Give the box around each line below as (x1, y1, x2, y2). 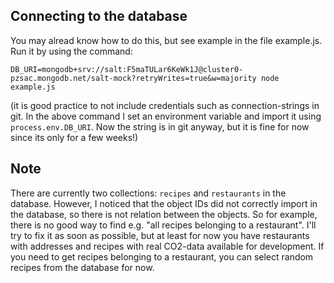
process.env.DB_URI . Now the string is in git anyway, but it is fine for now (10, 120, 310, 133)
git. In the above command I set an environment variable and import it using (10, 110, 322, 122)
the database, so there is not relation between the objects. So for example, (10, 208, 318, 220)
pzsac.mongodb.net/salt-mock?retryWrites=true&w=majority (10, 73, 257, 83)
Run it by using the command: (10, 45, 133, 57)
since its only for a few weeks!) (10, 131, 139, 143)
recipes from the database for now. (10, 261, 155, 273)
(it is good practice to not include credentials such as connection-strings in (10, 99, 320, 111)
